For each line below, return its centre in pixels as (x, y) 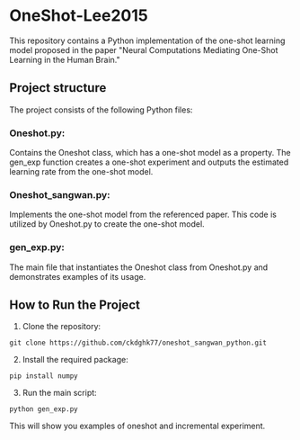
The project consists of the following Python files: (101, 110)
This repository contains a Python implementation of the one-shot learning (147, 40)
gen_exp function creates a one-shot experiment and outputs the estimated (149, 162)
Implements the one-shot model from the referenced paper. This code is (143, 215)
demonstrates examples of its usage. (78, 276)
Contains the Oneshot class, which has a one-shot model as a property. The (150, 153)
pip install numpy (44, 376)
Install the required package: (75, 360)
